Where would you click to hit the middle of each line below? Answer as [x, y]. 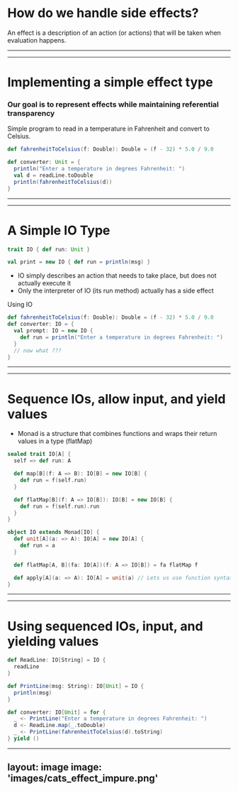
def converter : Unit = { [44, 162]
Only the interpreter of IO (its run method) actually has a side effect [115, 291]
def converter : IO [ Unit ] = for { [57, 712]
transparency [31, 114]
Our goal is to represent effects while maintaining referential [113, 104]
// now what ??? [38, 350]
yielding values [53, 641]
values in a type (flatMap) [55, 441]
